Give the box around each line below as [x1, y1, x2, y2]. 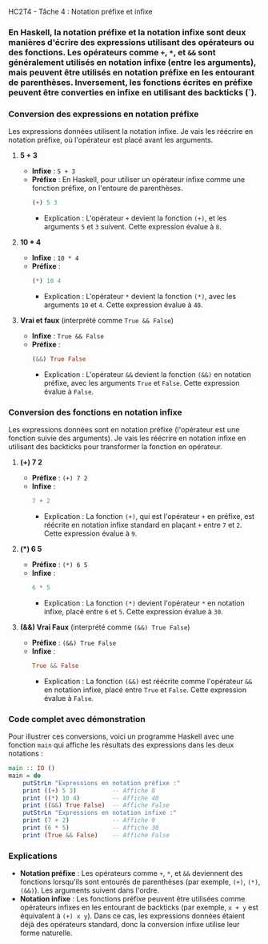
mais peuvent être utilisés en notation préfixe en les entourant [8, 67, 254, 78]
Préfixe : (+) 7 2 [31, 473, 88, 483]
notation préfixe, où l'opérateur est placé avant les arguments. [8, 136, 214, 145]
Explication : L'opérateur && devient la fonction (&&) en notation [43, 369, 252, 379]
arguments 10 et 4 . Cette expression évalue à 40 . [43, 300, 203, 310]
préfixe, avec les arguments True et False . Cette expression [43, 378, 240, 387]
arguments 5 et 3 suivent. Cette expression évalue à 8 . [43, 222, 222, 232]
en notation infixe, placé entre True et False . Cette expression [43, 685, 246, 695]
